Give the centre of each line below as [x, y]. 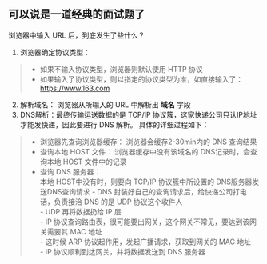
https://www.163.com [75, 88]
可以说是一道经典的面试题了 [77, 14]
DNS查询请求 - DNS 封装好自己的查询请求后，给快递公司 [140, 191]
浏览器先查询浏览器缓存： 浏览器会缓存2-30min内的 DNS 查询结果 [148, 142]
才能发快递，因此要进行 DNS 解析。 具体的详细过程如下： [114, 124]
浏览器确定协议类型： [55, 52]
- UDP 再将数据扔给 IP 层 [80, 211]
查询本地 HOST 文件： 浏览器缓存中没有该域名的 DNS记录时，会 [145, 151]
